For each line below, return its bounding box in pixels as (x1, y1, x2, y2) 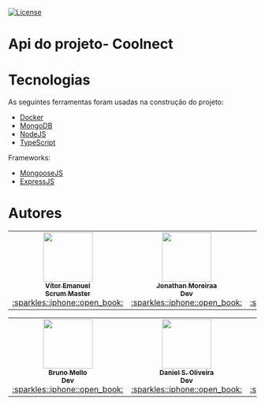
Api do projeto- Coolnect (8, 36, 174, 53)
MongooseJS (19, 168, 64, 178)
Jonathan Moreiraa (156, 281, 218, 291)
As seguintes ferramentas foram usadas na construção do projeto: (8, 97, 224, 107)
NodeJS (19, 129, 47, 139)
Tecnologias (8, 71, 91, 89)
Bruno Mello (48, 368, 88, 377)
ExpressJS (19, 177, 55, 186)
